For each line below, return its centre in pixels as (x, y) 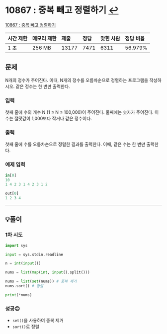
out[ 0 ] (12, 194)
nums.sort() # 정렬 (24, 286)
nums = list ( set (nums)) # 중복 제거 (41, 281)
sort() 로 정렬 (26, 327)
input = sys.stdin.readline (34, 254)
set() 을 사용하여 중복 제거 (38, 321)
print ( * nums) (19, 295)
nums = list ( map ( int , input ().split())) (48, 272)
